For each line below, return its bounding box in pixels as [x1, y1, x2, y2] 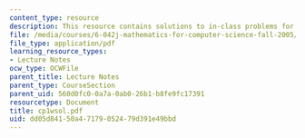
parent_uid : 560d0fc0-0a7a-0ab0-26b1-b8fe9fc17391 [9, 89, 205, 98]
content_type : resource [9, 13, 100, 23]
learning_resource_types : [9, 47, 107, 56]
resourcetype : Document [9, 97, 100, 107]
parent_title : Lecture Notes [9, 73, 120, 82]
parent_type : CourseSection [9, 81, 116, 90]
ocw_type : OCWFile [9, 64, 79, 74]
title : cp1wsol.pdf [9, 106, 84, 115]
